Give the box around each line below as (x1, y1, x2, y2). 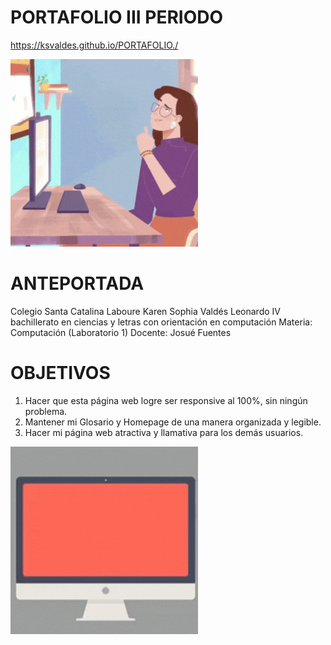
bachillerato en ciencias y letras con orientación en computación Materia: (10, 316, 313, 328)
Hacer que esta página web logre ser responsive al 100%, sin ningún (24, 394, 308, 406)
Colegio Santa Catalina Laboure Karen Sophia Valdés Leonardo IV (10, 305, 281, 317)
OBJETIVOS (10, 362, 111, 385)
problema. (24, 405, 68, 417)
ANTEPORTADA (10, 272, 145, 295)
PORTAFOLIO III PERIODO (10, 6, 224, 29)
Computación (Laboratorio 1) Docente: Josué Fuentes (10, 326, 232, 338)
